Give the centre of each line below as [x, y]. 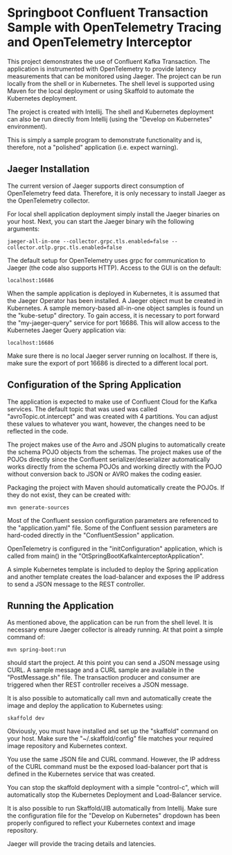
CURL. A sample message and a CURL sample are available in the [101, 670]
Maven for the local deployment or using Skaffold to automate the [101, 91]
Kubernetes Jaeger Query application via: [66, 330]
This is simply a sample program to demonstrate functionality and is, [105, 139]
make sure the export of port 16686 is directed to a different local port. [108, 363]
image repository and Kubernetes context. [68, 746]
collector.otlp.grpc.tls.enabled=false [65, 248]
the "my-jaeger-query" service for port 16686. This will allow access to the [114, 322]
